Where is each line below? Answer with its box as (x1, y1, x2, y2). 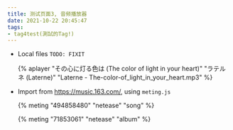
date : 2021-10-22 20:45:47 (7, 17, 87, 24)
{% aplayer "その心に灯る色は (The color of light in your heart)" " (17, 65, 207, 73)
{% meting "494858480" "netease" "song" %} (17, 101, 155, 110)
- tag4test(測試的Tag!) (7, 30, 75, 38)
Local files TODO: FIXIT (17, 50, 85, 58)
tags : (7, 23, 23, 31)
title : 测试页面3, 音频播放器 (7, 10, 87, 18)
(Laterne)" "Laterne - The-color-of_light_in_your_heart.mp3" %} (26, 73, 213, 82)
